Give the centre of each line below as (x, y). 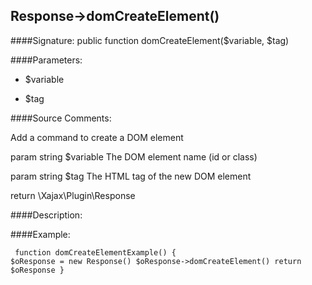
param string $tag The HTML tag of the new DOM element (131, 176)
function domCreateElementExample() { (95, 252)
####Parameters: (46, 60)
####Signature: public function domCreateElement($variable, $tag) (150, 40)
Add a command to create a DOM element (97, 137)
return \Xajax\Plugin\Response (73, 195)
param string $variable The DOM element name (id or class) (134, 156)
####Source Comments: (61, 118)
